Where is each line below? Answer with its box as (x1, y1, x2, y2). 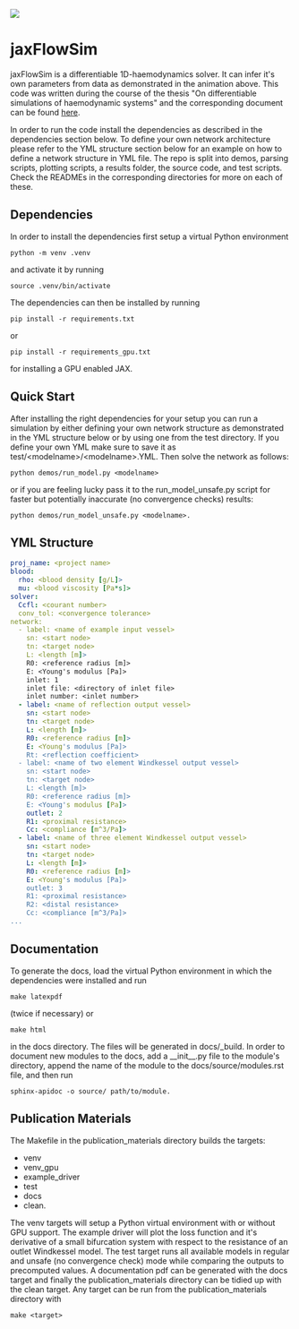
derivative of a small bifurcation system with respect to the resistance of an (10, 1236, 289, 1247)
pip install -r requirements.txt (10, 314, 135, 323)
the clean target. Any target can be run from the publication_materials (10, 1283, 268, 1294)
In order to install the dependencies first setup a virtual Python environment (10, 231, 289, 242)
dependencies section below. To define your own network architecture (10, 133, 271, 144)
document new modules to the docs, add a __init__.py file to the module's (10, 1050, 280, 1061)
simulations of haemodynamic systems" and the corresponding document (10, 97, 284, 107)
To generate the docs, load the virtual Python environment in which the (10, 965, 272, 976)
